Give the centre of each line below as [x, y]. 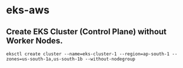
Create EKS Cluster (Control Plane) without [86, 32]
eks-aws [28, 10]
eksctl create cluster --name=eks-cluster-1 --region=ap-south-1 [88, 54]
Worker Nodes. [34, 40]
